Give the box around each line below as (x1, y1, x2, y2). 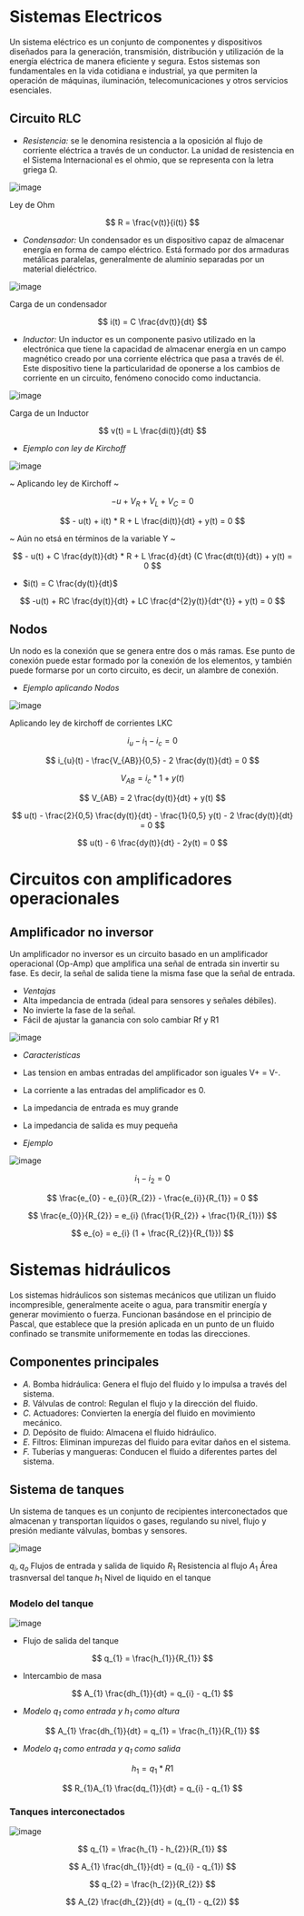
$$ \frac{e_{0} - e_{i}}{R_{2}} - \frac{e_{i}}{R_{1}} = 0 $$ (46, 1192, 259, 1203)
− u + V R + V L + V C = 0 (111, 495, 194, 509)
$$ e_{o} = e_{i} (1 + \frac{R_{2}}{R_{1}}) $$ (71, 1228, 234, 1239)
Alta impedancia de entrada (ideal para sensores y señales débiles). (22, 994, 277, 1005)
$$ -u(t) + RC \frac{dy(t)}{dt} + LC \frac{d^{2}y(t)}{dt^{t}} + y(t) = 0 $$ (19, 595, 286, 606)
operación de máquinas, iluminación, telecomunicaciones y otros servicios (9, 74, 289, 85)
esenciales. (9, 84, 53, 95)
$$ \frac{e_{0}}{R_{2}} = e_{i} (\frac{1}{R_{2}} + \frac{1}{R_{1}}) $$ (27, 1210, 278, 1220)
